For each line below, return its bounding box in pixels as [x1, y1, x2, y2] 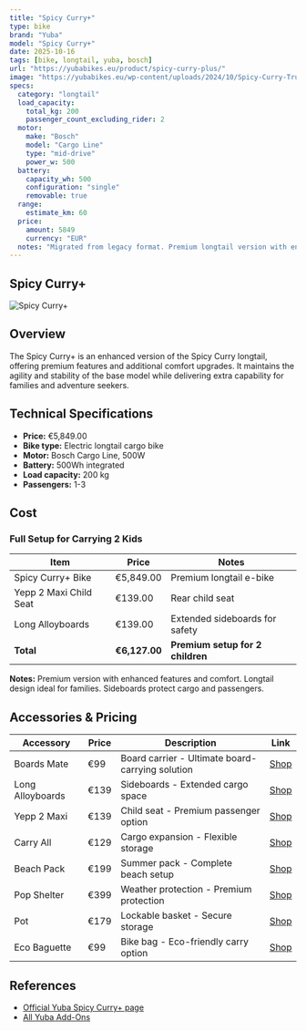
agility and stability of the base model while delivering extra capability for [9, 370, 284, 381]
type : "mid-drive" [25, 149, 96, 158]
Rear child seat [170, 592, 235, 604]
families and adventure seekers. [9, 379, 129, 390]
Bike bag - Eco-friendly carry [120, 935, 249, 948]
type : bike [9, 22, 51, 31]
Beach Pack [14, 862, 66, 875]
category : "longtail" [17, 89, 100, 98]
